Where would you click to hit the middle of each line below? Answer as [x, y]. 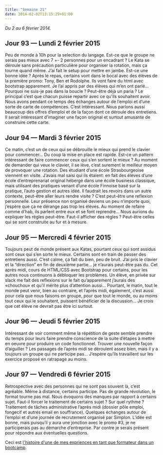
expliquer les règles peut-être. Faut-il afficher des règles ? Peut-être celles [80, 217]
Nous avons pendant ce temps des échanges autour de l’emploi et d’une [78, 102]
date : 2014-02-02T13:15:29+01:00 [39, 14]
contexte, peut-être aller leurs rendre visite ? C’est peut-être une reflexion [79, 196]
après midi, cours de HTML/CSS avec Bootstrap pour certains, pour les [76, 270]
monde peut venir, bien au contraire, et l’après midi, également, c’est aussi [79, 290]
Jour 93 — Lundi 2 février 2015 [53, 43]
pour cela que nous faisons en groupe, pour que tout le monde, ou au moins [81, 296]
